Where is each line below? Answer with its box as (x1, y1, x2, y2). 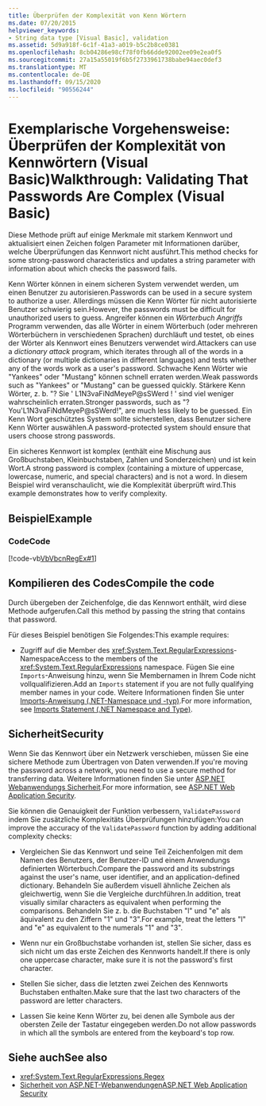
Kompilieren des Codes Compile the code (8, 576, 215, 590)
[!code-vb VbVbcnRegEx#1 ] (8, 553, 97, 563)
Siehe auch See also (8, 1051, 108, 1065)
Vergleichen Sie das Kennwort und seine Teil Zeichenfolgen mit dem (19, 846, 244, 856)
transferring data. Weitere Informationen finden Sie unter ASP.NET (8, 773, 226, 783)
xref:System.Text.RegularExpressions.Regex (19, 1072, 165, 1081)
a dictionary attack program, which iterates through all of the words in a (8, 347, 244, 356)
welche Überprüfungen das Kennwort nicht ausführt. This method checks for (8, 247, 258, 256)
